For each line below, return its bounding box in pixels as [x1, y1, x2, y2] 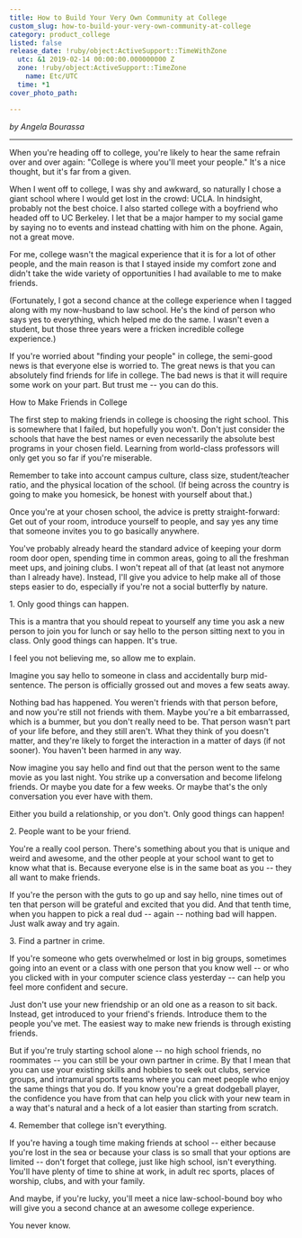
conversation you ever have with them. [9, 791, 153, 802]
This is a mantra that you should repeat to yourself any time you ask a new [9, 615, 285, 626]
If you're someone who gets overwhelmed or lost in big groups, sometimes [9, 953, 288, 964]
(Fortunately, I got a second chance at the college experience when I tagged [9, 294, 292, 306]
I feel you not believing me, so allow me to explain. [9, 652, 196, 663]
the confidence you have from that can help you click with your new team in [9, 1092, 290, 1103]
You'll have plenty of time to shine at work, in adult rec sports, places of [9, 1166, 275, 1177]
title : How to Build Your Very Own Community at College [9, 13, 227, 22]
